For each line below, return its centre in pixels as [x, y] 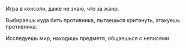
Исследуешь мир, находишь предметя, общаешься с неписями [87, 38]
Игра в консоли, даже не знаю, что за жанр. [62, 9]
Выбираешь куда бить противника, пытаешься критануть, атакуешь [93, 20]
